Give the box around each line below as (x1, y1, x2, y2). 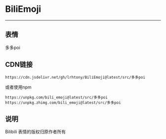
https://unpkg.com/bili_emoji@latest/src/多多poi (5, 95, 108, 100)
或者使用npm (5, 84, 32, 90)
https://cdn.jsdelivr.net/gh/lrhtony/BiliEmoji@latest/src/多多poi (5, 75, 146, 80)
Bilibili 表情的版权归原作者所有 (5, 129, 66, 135)
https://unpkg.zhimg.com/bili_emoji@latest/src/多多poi (5, 100, 121, 105)
